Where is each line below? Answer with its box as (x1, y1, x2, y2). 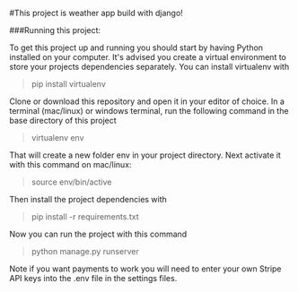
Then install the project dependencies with (9, 194, 168, 204)
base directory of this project (9, 116, 117, 125)
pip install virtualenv (31, 79, 106, 89)
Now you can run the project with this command (9, 228, 188, 239)
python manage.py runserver (31, 246, 139, 256)
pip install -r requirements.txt (31, 211, 139, 222)
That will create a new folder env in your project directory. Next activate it (9, 150, 281, 160)
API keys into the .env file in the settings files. (9, 273, 178, 283)
